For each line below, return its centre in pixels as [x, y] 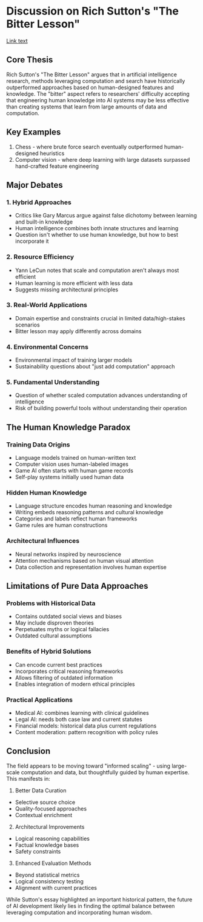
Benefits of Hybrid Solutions [49, 651]
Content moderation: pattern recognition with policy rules [87, 732]
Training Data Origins [38, 445]
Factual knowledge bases [47, 845]
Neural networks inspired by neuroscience [68, 554]
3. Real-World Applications [47, 305]
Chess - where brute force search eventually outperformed [89, 147]
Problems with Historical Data [51, 603]
